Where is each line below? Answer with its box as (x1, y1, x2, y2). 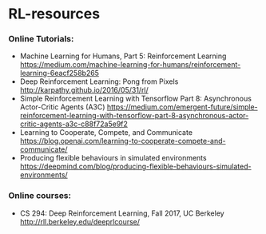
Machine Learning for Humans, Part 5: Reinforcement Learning (19, 51, 227, 61)
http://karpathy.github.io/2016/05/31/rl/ (19, 85, 149, 95)
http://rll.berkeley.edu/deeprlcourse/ (19, 216, 141, 226)
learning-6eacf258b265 (19, 69, 100, 78)
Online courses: (8, 190, 72, 201)
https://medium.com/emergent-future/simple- (106, 102, 258, 112)
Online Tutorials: (8, 34, 74, 45)
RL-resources (8, 5, 101, 23)
